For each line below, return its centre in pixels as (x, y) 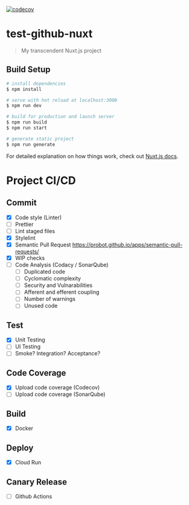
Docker (24, 428)
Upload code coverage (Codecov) (57, 388)
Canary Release (37, 482)
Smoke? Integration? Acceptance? (58, 354)
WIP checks (30, 258)
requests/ (27, 251)
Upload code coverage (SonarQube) (60, 394)
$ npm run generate (31, 144)
